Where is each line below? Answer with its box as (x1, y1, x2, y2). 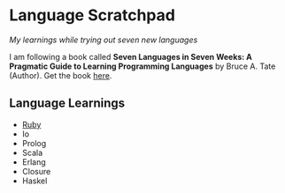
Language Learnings (9, 96, 126, 111)
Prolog (21, 137, 47, 148)
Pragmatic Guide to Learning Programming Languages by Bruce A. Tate (9, 61, 276, 71)
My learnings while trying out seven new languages (9, 34, 198, 45)
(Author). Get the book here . (9, 70, 112, 80)
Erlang (21, 156, 46, 167)
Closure (21, 166, 51, 176)
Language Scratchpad (9, 5, 175, 26)
